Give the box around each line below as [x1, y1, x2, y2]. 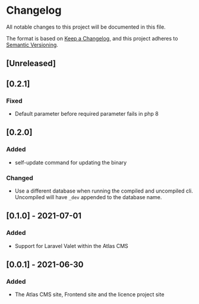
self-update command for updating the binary [14, 159, 127, 166]
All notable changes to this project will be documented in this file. [6, 23, 166, 30]
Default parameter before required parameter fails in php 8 [14, 110, 159, 117]
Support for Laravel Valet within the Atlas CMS [14, 242, 129, 249]
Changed [6, 173, 34, 182]
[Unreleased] [6, 58, 56, 69]
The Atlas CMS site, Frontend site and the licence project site [14, 291, 165, 298]
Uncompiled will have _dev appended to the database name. [14, 194, 162, 200]
